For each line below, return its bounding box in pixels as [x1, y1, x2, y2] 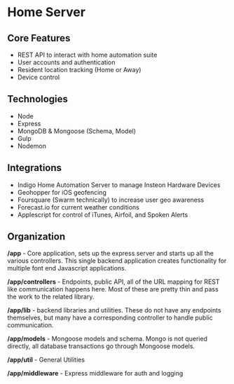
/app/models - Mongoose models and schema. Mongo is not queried [7, 334, 208, 343]
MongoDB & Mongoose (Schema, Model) [17, 127, 137, 135]
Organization [7, 231, 65, 242]
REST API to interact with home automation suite [17, 50, 158, 59]
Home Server [7, 4, 86, 20]
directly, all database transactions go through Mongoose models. [7, 342, 195, 350]
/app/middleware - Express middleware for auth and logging [7, 369, 184, 378]
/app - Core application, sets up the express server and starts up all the [7, 249, 214, 258]
